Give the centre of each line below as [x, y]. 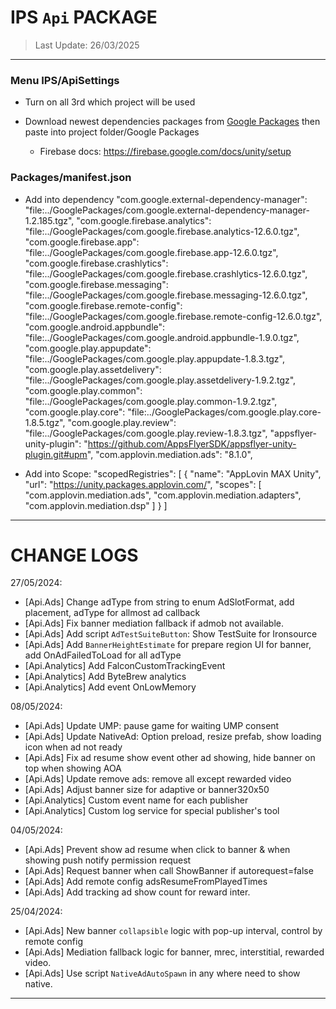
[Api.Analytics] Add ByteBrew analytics [105, 677]
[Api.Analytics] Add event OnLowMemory [110, 687]
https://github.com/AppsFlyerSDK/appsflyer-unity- [192, 443]
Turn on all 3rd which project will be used [110, 102]
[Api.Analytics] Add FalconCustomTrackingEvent [125, 666]
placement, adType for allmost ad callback [112, 613]
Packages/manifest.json [71, 178]
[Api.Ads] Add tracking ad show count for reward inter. [137, 892]
